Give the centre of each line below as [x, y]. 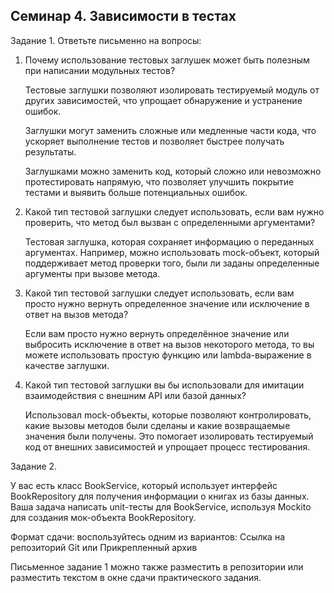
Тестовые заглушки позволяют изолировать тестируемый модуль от [172, 90]
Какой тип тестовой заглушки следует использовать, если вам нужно [174, 211]
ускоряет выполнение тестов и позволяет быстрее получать [154, 141]
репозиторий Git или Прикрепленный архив [104, 547]
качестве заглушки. [67, 365]
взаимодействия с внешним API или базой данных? [135, 395]
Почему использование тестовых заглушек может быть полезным [167, 60]
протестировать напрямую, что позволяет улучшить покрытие [159, 181]
